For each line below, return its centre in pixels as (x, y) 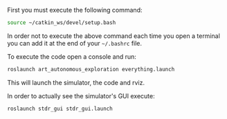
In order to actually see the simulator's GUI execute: (81, 95)
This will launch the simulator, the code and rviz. (76, 82)
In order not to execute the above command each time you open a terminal (113, 36)
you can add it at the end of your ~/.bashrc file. (75, 43)
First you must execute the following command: (75, 10)
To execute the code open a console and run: (72, 56)
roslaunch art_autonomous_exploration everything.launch (91, 69)
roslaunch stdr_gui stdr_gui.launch (60, 109)
